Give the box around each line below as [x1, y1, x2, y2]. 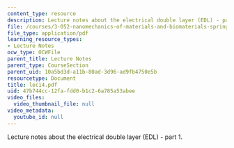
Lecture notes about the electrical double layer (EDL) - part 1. [7, 133, 183, 141]
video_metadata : [7, 107, 54, 114]
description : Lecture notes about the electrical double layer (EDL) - [7, 17, 219, 24]
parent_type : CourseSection [7, 62, 89, 69]
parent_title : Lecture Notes [7, 56, 92, 63]
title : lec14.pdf [7, 81, 58, 88]
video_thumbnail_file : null [13, 101, 95, 108]
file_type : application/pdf [7, 29, 89, 37]
